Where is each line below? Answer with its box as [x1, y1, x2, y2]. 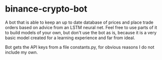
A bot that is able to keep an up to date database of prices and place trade [5, 19, 154, 25]
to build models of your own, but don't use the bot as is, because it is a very [5, 30, 157, 35]
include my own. [5, 49, 38, 55]
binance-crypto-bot [5, 3, 87, 15]
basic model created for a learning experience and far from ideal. [5, 35, 135, 41]
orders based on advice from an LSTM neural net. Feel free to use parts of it [5, 24, 158, 30]
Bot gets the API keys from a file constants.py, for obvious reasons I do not [5, 44, 154, 50]
